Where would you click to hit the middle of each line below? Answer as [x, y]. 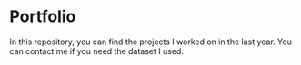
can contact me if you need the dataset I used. [97, 51]
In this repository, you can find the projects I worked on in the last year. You [151, 42]
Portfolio [43, 17]
